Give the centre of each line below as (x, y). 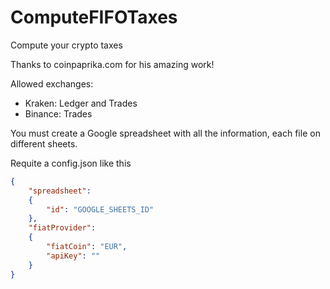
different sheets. (44, 143)
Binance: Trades (58, 113)
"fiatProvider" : (62, 228)
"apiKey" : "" (73, 256)
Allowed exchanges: (52, 83)
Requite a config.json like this (71, 163)
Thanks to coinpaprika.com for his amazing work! (112, 64)
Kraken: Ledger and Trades (81, 103)
